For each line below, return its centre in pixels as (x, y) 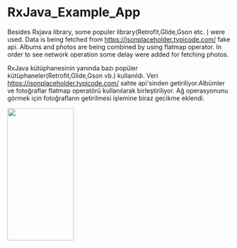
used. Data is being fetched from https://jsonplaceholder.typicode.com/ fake (119, 39)
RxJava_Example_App (74, 12)
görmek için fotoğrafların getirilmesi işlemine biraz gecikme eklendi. (106, 98)
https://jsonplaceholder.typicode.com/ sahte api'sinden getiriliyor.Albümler (116, 83)
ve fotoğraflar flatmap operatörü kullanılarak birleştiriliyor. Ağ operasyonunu (118, 90)
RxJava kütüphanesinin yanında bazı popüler (73, 68)
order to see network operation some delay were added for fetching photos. (118, 54)
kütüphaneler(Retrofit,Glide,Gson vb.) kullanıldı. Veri (83, 76)
